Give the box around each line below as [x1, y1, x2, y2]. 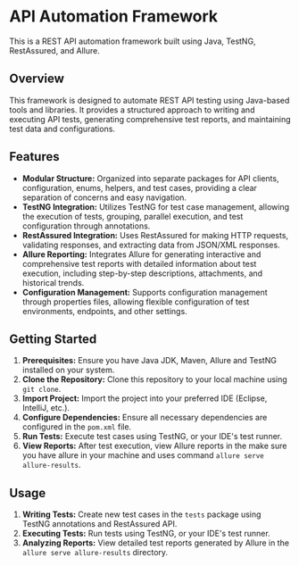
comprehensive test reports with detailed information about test [21, 258, 257, 269]
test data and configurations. [9, 123, 116, 134]
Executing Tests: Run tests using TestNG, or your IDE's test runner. [21, 529, 270, 539]
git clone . [21, 384, 62, 395]
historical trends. [21, 277, 85, 287]
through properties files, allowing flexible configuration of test [21, 296, 250, 307]
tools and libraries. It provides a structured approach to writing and [9, 104, 255, 115]
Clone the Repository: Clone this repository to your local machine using [21, 374, 287, 385]
